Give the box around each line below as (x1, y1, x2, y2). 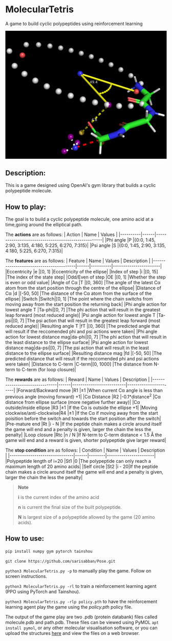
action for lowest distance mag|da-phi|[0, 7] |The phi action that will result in (5, 334, 167, 340)
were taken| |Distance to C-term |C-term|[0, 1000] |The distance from (5, 361, 153, 367)
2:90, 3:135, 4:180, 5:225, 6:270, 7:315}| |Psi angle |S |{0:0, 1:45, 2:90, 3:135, (5, 242, 166, 249)
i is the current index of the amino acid (17, 494, 100, 500)
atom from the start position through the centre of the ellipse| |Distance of (5, 285, 161, 291)
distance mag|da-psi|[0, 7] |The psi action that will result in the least (5, 345, 149, 351)
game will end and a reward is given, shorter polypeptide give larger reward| (5, 437, 166, 443)
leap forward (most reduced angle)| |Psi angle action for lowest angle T (5, 312, 156, 318)
